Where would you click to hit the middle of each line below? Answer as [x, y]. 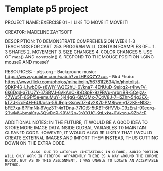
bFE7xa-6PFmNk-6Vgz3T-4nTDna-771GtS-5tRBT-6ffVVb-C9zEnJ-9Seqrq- [81, 108]
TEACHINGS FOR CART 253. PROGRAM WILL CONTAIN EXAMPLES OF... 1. [81, 46]
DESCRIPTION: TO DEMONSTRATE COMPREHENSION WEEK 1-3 [70, 41]
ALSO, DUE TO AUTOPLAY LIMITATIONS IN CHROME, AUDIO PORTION [95, 152]
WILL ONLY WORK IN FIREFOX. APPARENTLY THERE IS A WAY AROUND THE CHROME [82, 156]
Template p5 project [47, 9]
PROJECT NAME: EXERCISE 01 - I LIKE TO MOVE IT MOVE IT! [67, 22]
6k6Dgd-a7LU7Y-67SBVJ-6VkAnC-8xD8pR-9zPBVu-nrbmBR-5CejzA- [76, 92]
